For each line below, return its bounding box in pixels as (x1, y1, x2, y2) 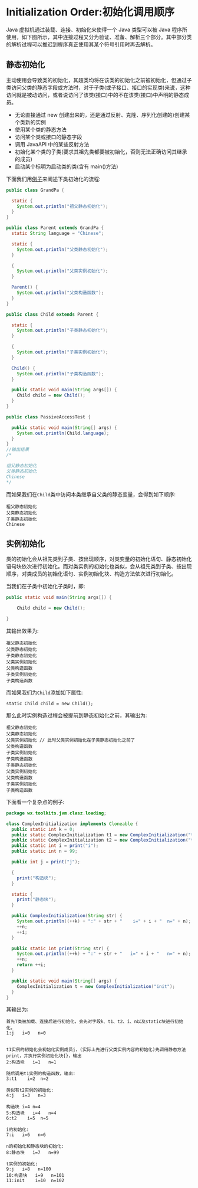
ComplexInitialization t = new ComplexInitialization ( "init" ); (16, 983, 176, 989)
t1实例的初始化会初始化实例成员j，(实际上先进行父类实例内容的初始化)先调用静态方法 (6, 1047, 186, 1053)
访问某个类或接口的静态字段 (14, 133, 82, 140)
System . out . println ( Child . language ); (16, 430, 110, 436)
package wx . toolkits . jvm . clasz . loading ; (6, 810, 107, 816)
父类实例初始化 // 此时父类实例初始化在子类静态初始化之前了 (6, 737, 136, 743)
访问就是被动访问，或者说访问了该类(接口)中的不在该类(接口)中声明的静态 (6, 91, 184, 98)
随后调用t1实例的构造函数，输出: (6, 1071, 75, 1077)
